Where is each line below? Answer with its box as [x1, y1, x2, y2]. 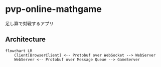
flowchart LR [5, 48, 33, 53]
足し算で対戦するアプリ [5, 20, 54, 26]
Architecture [5, 35, 46, 44]
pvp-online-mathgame [5, 3, 102, 15]
